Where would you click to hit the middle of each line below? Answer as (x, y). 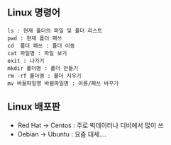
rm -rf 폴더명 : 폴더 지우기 (44, 76)
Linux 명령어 (34, 13)
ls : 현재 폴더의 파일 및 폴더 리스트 (55, 30)
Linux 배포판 (34, 107)
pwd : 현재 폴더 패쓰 (35, 38)
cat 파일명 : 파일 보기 (37, 53)
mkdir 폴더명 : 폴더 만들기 (43, 68)
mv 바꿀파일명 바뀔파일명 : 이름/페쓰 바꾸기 (63, 83)
